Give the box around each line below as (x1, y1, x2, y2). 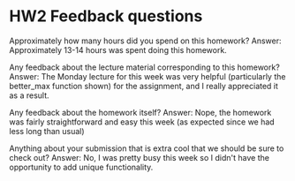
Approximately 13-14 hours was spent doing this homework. (9, 44, 227, 55)
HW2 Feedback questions (9, 6, 203, 26)
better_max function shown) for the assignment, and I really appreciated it (9, 80, 278, 91)
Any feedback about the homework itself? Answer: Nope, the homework (9, 107, 272, 117)
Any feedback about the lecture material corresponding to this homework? (9, 62, 280, 72)
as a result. (9, 90, 50, 101)
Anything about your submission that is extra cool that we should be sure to (9, 143, 284, 154)
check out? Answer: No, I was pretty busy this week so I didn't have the (9, 152, 269, 162)
